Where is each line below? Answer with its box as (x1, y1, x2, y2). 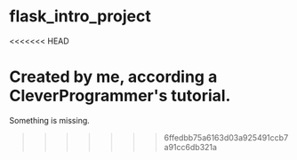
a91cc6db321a (164, 141, 218, 152)
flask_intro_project (9, 6, 151, 27)
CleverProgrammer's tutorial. (9, 86, 231, 106)
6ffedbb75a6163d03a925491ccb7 (164, 132, 289, 143)
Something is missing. (9, 115, 91, 125)
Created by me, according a (9, 67, 218, 87)
